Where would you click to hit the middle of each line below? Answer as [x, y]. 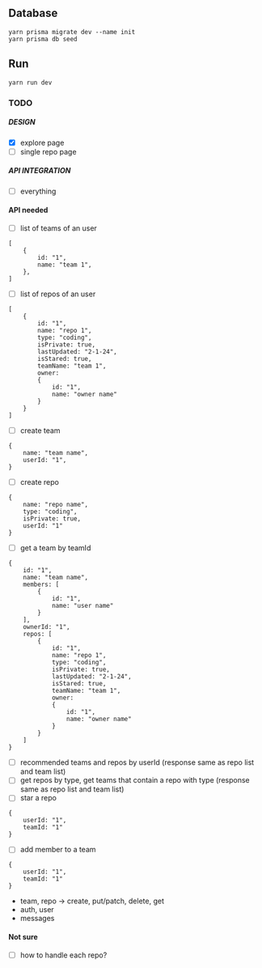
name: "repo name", [56, 505]
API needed [28, 210]
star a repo [38, 798]
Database [33, 13]
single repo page [48, 151]
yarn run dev [30, 83]
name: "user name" [82, 606]
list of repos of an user [58, 294]
